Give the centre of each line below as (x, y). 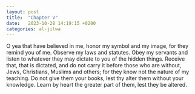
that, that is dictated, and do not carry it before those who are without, (94, 65)
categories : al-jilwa (34, 29)
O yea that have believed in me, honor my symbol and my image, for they (97, 46)
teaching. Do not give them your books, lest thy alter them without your (95, 78)
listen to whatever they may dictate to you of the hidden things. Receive (96, 59)
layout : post (23, 12)
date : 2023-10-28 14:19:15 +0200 (51, 23)
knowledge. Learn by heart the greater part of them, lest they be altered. (97, 85)
